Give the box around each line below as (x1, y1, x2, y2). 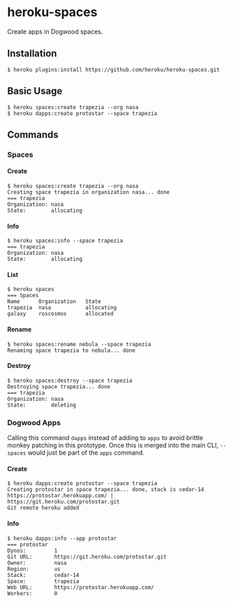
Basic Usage (7, 85, 63, 97)
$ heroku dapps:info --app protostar (7, 534, 117, 542)
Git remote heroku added (7, 504, 80, 511)
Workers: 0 (7, 590, 58, 597)
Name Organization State (7, 298, 101, 305)
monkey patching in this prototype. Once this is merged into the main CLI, (7, 441, 219, 450)
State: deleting (7, 402, 77, 409)
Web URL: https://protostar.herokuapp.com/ (7, 583, 155, 591)
